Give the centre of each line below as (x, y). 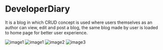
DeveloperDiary (38, 9)
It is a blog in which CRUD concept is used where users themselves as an (79, 22)
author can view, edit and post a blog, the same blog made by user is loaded (81, 27)
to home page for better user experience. (46, 33)
